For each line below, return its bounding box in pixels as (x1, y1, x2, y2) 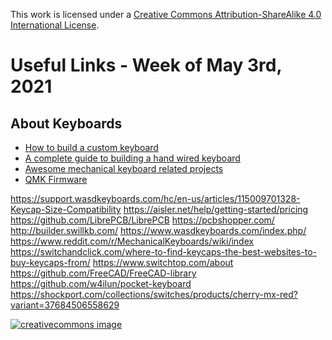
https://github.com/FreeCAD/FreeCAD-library (10, 267, 197, 279)
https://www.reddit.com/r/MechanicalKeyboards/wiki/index (10, 235, 255, 247)
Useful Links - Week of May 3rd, (10, 54, 282, 77)
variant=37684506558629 (10, 299, 120, 311)
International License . (10, 19, 100, 31)
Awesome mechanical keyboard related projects (24, 163, 224, 174)
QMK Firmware (24, 174, 88, 185)
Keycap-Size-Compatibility (10, 204, 122, 215)
